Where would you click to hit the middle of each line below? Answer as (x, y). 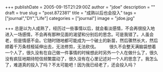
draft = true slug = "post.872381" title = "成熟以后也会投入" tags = (71, 13)
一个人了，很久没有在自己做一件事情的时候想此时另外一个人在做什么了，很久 (81, 53)
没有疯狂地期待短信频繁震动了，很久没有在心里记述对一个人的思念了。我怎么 (81, 59)
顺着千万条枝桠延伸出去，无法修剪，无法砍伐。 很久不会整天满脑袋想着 (81, 46)
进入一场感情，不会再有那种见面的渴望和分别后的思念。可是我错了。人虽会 (79, 34)
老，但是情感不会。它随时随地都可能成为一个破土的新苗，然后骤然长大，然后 (81, 40)
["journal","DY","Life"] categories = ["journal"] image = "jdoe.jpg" (70, 18)
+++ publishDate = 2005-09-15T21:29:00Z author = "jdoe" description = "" (80, 7)
